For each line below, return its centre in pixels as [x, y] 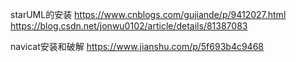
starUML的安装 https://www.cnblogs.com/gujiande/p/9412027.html [148, 14]
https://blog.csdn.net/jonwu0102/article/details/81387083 [129, 26]
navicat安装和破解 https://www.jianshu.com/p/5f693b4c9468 [137, 46]
